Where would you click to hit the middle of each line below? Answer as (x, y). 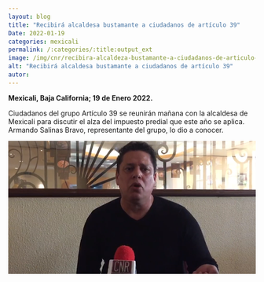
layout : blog (29, 16)
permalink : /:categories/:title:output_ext (81, 50)
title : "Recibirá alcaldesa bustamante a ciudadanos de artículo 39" (125, 25)
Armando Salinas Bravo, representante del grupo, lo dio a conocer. (116, 130)
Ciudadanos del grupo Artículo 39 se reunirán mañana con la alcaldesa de (128, 113)
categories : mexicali (44, 42)
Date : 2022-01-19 (37, 33)
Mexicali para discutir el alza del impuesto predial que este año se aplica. (126, 121)
